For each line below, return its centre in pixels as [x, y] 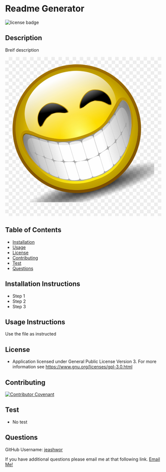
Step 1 [19, 296]
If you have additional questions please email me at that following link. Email [83, 459]
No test [20, 422]
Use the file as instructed [31, 334]
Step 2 [19, 301]
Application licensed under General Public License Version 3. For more [84, 362]
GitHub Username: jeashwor [34, 449]
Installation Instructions [43, 284]
